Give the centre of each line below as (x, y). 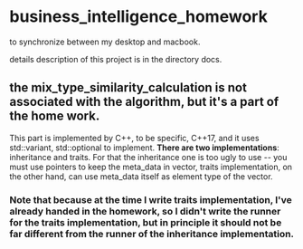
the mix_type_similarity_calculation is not (128, 88)
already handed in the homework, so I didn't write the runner (145, 211)
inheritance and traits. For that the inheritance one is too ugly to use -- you (148, 157)
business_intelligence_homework (139, 17)
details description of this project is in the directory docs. (116, 59)
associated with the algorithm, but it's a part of (144, 102)
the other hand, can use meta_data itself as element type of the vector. (141, 176)
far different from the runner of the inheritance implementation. (152, 234)
